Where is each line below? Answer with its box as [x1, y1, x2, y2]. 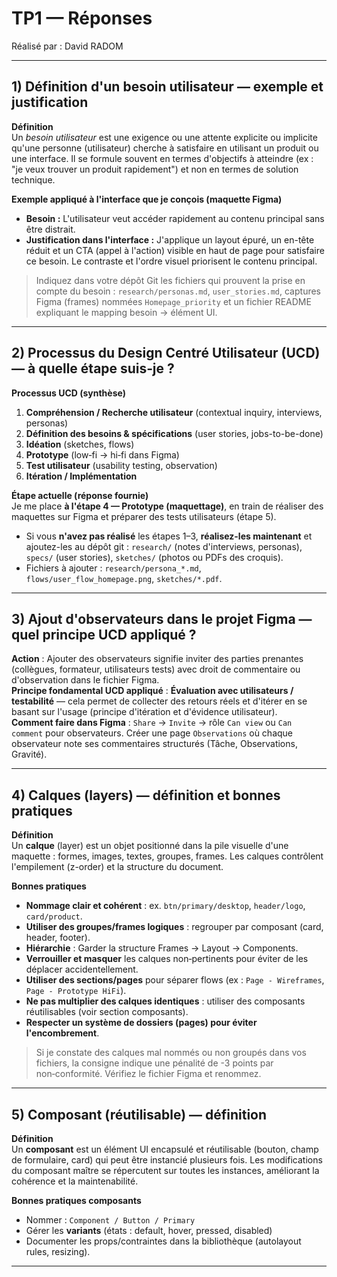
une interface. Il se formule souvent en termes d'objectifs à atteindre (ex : [11, 152, 314, 164]
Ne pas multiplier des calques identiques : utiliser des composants [25, 995, 306, 1007]
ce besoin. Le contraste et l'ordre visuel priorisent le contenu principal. [25, 255, 318, 267]
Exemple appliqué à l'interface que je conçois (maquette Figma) [11, 193, 283, 205]
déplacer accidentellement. [25, 963, 139, 976]
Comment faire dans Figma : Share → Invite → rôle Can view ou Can [11, 717, 293, 729]
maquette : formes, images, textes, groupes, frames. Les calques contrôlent [11, 850, 324, 862]
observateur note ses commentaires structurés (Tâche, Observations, [11, 738, 298, 750]
